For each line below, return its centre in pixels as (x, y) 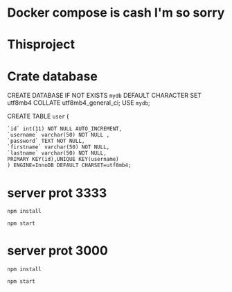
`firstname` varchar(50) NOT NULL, (59, 147)
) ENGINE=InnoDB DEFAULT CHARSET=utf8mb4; (69, 165)
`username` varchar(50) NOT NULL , (59, 135)
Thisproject (41, 45)
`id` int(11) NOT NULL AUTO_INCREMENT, (65, 129)
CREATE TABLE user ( (38, 117)
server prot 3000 (58, 251)
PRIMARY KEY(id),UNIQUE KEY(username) (63, 160)
